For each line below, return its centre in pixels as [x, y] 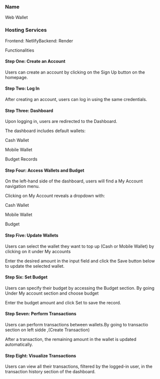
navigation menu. [22, 186]
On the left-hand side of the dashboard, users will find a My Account [74, 181]
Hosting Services [26, 30]
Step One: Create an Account [35, 61]
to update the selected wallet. [35, 266]
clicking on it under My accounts [38, 251]
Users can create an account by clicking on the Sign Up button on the [75, 72]
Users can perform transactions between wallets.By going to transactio [77, 325]
